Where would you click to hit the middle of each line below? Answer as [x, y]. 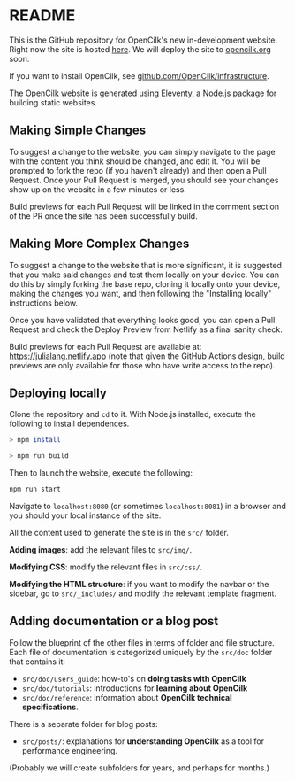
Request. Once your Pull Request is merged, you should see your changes [144, 180]
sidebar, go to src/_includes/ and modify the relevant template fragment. [143, 593]
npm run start [35, 489]
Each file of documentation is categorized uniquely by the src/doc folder [141, 652]
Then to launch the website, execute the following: [101, 473]
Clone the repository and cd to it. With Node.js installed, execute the [132, 414]
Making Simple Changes [78, 131]
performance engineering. [69, 750]
